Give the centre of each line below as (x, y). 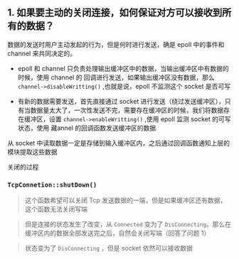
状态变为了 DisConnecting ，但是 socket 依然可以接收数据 (109, 248)
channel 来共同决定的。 (42, 53)
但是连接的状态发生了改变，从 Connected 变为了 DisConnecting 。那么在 (128, 224)
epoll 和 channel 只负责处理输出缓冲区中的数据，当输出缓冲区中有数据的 (123, 68)
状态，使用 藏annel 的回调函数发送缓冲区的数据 (87, 128)
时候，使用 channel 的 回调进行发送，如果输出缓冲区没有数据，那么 (116, 77)
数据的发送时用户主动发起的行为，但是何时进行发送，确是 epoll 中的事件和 (116, 44)
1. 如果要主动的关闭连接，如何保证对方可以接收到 (115, 13)
